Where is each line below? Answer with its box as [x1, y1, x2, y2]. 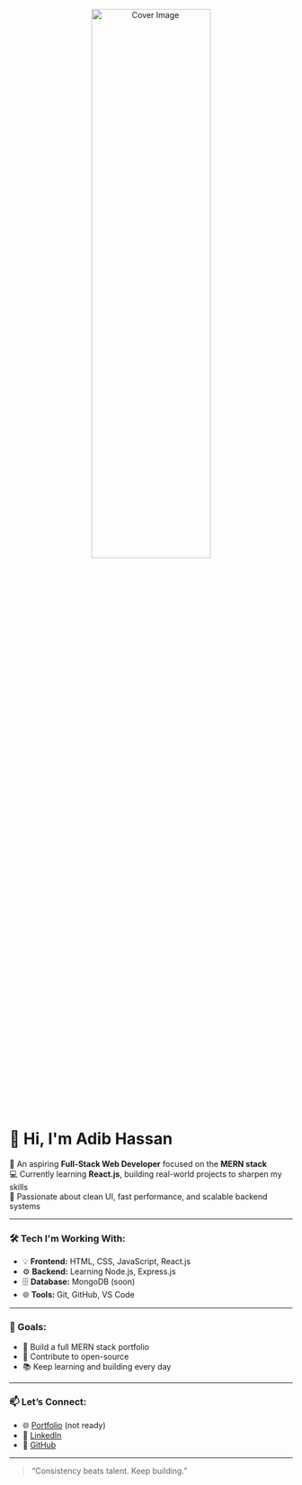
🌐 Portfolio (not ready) [22, 1419, 106, 1430]
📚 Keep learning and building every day [22, 1361, 172, 1371]
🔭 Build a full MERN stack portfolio [22, 1341, 150, 1352]
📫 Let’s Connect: [9, 1396, 87, 1408]
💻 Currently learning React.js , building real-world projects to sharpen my [9, 1168, 282, 1180]
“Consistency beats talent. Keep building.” [31, 1465, 188, 1476]
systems [9, 1200, 40, 1211]
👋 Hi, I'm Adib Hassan [9, 1129, 173, 1149]
